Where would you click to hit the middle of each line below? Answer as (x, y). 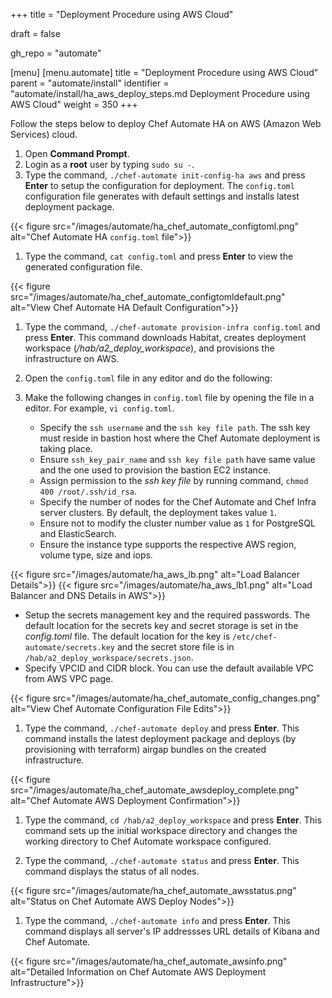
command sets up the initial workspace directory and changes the (161, 830)
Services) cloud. (44, 134)
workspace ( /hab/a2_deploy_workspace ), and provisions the (149, 348)
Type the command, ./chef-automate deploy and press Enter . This (162, 728)
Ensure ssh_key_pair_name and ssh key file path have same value (177, 459)
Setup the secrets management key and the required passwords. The (167, 615)
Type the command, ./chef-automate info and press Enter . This (157, 920)
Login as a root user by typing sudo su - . (109, 164)
